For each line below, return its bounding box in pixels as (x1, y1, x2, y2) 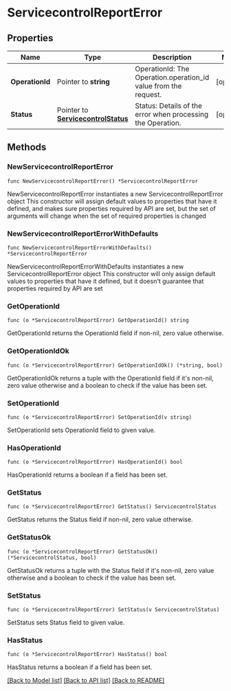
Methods (7, 141, 47, 153)
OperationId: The (135, 64, 190, 73)
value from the (135, 81, 182, 91)
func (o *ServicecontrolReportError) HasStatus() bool (7, 651, 168, 658)
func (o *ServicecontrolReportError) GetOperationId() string (7, 317, 189, 324)
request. (135, 90, 162, 99)
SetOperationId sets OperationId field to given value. (7, 426, 156, 434)
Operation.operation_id (135, 73, 210, 82)
